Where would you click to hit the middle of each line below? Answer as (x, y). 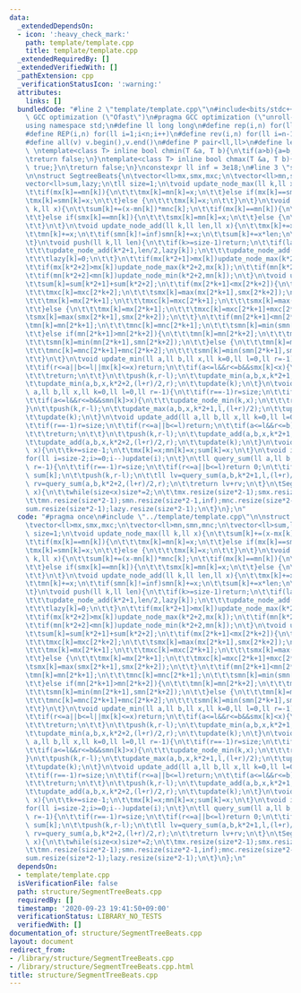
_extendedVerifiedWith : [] (68, 68)
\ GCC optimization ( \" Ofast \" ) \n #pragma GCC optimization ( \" (146, 117)
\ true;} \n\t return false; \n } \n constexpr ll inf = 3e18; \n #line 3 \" (158, 167)
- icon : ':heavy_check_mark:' (73, 34)
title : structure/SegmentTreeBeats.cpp (84, 975)
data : (19, 17)
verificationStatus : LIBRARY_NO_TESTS (90, 917)
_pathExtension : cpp (56, 76)
